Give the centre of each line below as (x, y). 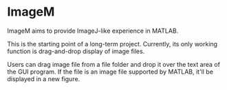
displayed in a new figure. (44, 78)
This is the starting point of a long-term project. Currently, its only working (112, 44)
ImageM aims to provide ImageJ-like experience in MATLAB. (93, 31)
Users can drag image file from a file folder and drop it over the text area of (113, 64)
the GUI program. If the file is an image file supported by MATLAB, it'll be (110, 72)
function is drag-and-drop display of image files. (76, 51)
